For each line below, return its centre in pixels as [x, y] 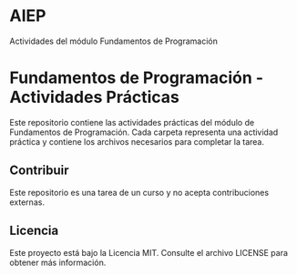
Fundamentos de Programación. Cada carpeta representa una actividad [144, 132]
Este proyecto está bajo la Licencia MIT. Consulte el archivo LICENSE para [149, 252]
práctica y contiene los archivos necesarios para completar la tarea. [137, 141]
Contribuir [40, 171]
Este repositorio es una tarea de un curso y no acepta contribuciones [139, 192]
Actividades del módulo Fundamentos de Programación [114, 41]
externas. [27, 202]
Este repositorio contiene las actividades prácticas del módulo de [132, 122]
